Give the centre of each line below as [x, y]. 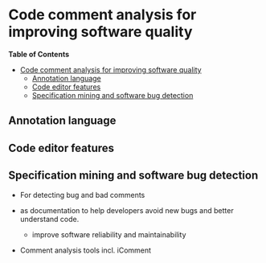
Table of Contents [39, 54]
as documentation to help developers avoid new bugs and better [127, 210]
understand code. [49, 219]
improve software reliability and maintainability [109, 234]
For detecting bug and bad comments [82, 195]
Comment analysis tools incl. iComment [85, 250]
